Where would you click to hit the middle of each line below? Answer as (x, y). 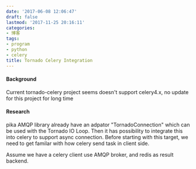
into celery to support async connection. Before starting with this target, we (97, 137)
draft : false (22, 17)
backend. (17, 161)
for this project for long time (40, 98)
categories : (20, 28)
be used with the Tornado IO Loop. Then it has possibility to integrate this (94, 131)
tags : (13, 39)
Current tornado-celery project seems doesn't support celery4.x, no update (97, 92)
